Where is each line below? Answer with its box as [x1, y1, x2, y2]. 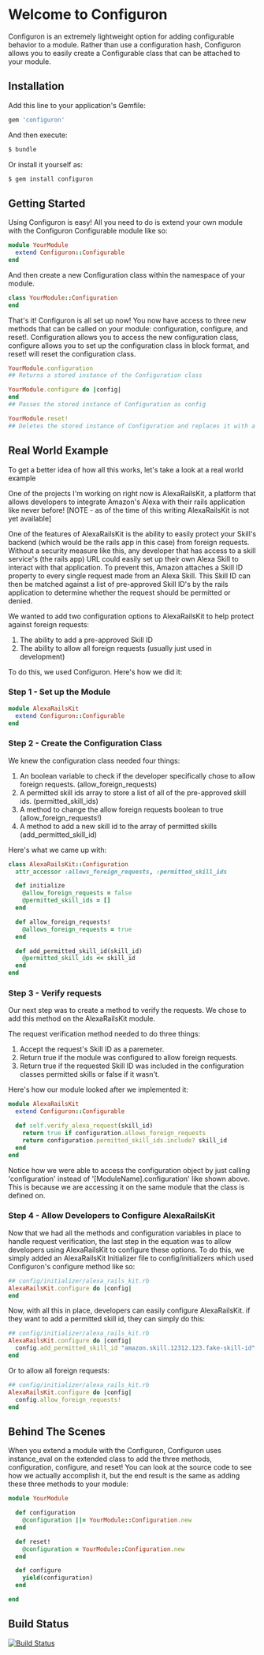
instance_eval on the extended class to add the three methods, [8, 1454, 213, 1464]
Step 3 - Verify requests [8, 988, 102, 999]
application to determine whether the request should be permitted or [8, 588, 231, 597]
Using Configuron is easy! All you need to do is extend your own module [8, 218, 243, 227]
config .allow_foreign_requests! [15, 1395, 122, 1403]
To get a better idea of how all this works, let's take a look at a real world [8, 465, 244, 474]
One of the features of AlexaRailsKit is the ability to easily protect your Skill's [8, 529, 257, 538]
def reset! [15, 1537, 51, 1545]
